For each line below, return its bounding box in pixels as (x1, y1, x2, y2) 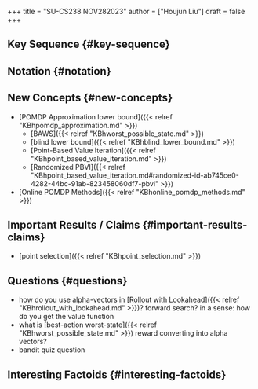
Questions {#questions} (7, 274, 128, 288)
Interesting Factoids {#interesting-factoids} (7, 368, 227, 381)
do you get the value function (18, 312, 114, 321)
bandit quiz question (18, 345, 85, 354)
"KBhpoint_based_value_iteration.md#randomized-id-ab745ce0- (30, 171, 240, 180)
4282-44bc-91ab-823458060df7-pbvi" (30, 178, 159, 188)
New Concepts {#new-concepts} (7, 91, 173, 105)
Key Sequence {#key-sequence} (7, 38, 170, 51)
